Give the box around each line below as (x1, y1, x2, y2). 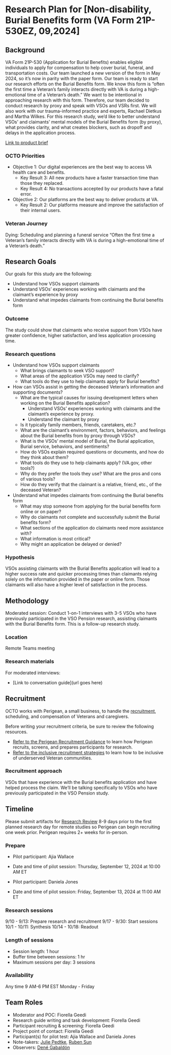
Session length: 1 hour (12, 948, 60, 954)
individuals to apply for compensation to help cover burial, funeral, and (5, 65, 154, 70)
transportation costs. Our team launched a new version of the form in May (5, 70, 161, 76)
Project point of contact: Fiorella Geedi (12, 1028, 94, 1034)
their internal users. (20, 207, 61, 213)
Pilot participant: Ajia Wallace (12, 853, 74, 859)
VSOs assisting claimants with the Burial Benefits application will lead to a (5, 565, 160, 571)
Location (5, 634, 28, 641)
